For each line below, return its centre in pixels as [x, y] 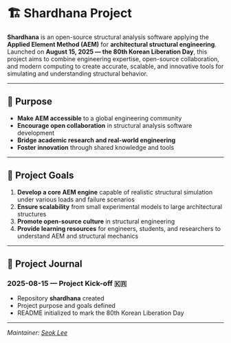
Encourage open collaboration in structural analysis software [104, 125]
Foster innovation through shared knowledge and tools [96, 147]
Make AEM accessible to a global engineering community [99, 118]
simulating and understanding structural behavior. [78, 74]
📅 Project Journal [45, 264]
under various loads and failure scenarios [76, 199]
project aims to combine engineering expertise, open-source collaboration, [113, 58]
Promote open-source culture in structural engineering [96, 221]
